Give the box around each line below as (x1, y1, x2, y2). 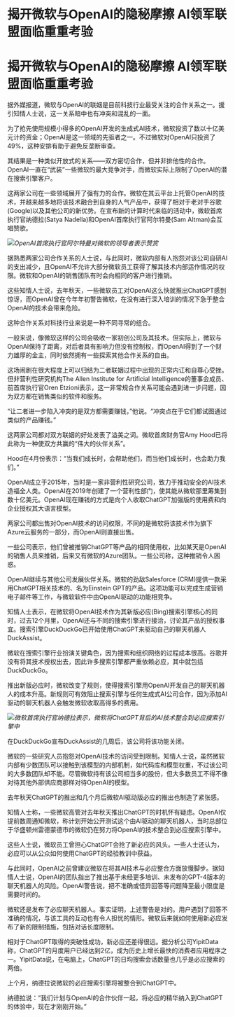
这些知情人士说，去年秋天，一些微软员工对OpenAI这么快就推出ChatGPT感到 (7, 286, 227, 295)
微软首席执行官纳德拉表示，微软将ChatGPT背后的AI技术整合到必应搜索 (14, 714, 218, 722)
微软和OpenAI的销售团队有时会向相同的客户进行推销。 (19, 271, 176, 280)
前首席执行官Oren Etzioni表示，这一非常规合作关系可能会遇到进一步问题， (7, 383, 220, 392)
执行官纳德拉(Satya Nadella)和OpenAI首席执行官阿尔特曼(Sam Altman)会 (7, 215, 217, 224)
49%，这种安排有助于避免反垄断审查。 (7, 141, 120, 151)
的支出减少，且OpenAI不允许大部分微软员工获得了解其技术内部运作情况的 (7, 263, 219, 271)
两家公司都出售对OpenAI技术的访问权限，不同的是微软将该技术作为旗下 (7, 519, 213, 527)
